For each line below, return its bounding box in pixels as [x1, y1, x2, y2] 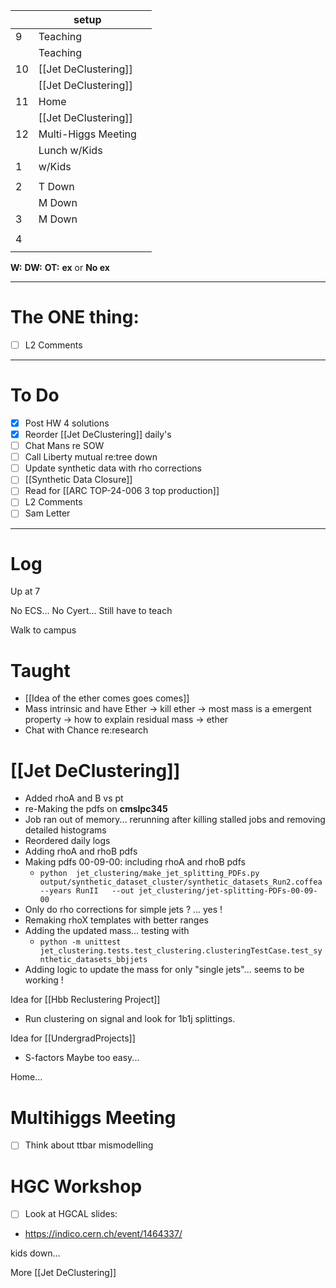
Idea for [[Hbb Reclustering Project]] [10, 994, 161, 1006]
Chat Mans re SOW [24, 440, 105, 452]
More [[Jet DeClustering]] [10, 1267, 117, 1279]
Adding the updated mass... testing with [24, 925, 190, 937]
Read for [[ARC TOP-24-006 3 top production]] [24, 485, 220, 497]
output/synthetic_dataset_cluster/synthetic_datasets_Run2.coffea [39, 877, 323, 888]
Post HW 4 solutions [24, 417, 110, 429]
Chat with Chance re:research [24, 724, 149, 736]
